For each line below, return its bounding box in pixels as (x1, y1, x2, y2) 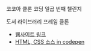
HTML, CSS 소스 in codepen (14, 38, 85, 45)
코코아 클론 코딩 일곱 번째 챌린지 (6, 5, 83, 12)
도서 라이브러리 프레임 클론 (6, 18, 69, 25)
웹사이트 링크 (14, 31, 46, 38)
